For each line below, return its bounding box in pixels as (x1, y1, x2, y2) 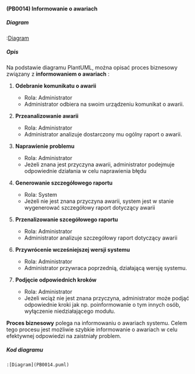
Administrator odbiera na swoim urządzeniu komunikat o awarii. (24, 100, 185, 108)
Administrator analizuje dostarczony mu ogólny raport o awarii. (24, 130, 183, 137)
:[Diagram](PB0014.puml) (6, 361, 69, 368)
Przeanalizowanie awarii (15, 112, 79, 119)
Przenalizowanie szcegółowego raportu (15, 216, 118, 223)
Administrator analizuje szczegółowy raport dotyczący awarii (24, 234, 178, 241)
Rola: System (24, 191, 58, 198)
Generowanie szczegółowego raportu (15, 179, 113, 186)
